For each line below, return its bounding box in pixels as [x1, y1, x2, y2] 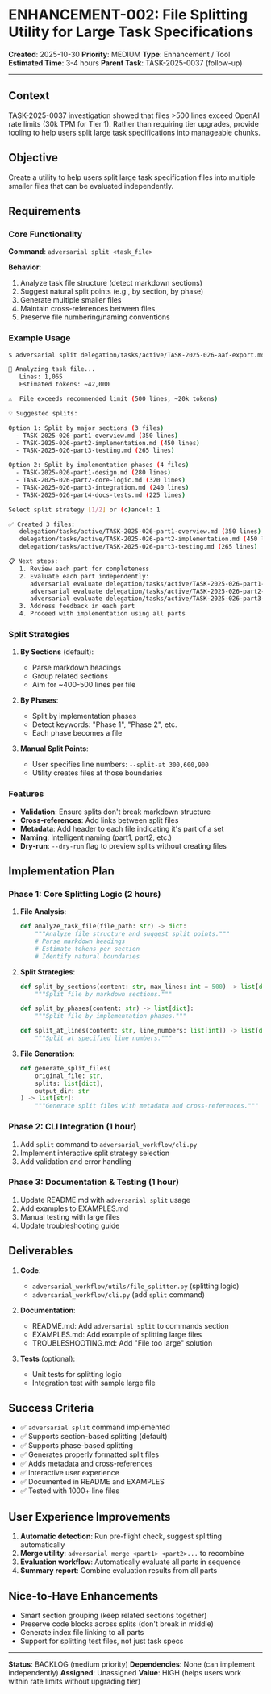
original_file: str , [35, 1071, 104, 1080]
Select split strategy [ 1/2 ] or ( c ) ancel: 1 [8, 506, 161, 514]
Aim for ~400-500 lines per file [31, 680, 136, 690]
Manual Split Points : [19, 744, 89, 753]
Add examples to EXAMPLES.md [19, 1204, 129, 1213]
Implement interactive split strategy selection [19, 1148, 170, 1158]
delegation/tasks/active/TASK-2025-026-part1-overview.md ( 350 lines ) [19, 528, 262, 536]
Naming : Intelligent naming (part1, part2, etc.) [19, 832, 172, 842]
